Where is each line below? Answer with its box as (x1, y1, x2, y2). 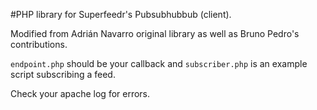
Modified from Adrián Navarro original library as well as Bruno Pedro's (10, 28, 300, 39)
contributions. (10, 39, 68, 50)
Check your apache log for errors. (10, 88, 151, 99)
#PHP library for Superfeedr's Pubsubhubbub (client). (10, 9, 232, 20)
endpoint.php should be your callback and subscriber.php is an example (10, 58, 308, 69)
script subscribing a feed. (10, 69, 116, 80)
